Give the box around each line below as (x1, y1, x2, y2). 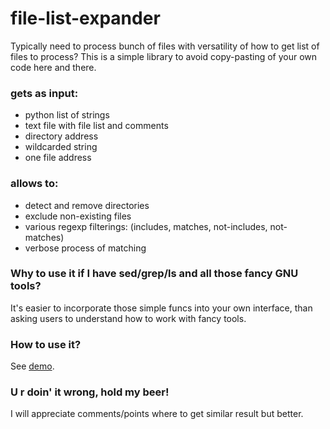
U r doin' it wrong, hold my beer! (10, 385, 170, 399)
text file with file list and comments (24, 120, 169, 132)
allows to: (10, 177, 59, 191)
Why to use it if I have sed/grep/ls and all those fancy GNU (10, 267, 299, 281)
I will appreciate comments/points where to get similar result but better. (10, 408, 304, 420)
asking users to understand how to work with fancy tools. (10, 312, 247, 324)
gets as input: (10, 86, 79, 100)
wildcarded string (24, 141, 98, 153)
